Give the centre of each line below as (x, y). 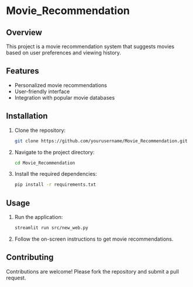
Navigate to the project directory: (54, 152)
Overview (24, 33)
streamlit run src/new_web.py (51, 228)
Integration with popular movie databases (65, 97)
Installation (27, 116)
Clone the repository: (40, 130)
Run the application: (39, 217)
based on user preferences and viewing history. (64, 53)
